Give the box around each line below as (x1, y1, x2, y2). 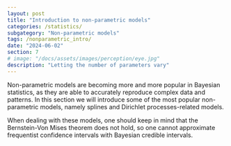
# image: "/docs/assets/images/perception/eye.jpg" (7, 55, 160, 62)
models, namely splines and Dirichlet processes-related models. (40, 102, 224, 111)
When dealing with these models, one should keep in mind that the (7, 116, 198, 125)
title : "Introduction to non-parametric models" (7, 17, 151, 24)
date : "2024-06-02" (7, 42, 64, 49)
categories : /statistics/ (7, 23, 82, 30)
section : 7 (7, 49, 39, 56)
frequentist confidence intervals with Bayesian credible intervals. (7, 131, 193, 139)
